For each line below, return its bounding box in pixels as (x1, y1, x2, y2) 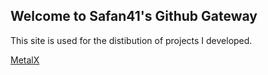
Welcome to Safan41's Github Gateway (10, 8, 258, 25)
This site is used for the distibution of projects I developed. (10, 34, 253, 46)
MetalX (10, 54, 40, 66)
